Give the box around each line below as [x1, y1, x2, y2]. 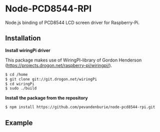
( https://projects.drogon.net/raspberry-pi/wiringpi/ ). [5, 62, 112, 68]
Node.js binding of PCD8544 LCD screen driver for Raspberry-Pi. [5, 19, 140, 25]
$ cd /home [5, 72, 28, 77]
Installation [5, 34, 41, 42]
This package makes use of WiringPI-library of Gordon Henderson [5, 57, 142, 63]
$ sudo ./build [5, 86, 37, 91]
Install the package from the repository [5, 95, 88, 101]
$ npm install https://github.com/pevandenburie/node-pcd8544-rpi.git [5, 104, 155, 110]
